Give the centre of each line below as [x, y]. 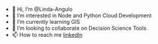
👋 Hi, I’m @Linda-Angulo [42, 9]
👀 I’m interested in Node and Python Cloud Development [82, 15]
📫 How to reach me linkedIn [47, 35]
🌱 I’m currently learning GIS [46, 22]
